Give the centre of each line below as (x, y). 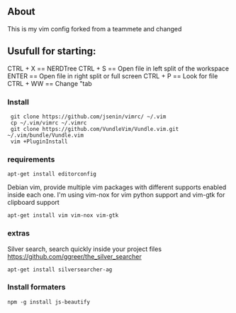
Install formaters (36, 287)
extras (19, 233)
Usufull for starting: (52, 52)
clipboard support (34, 203)
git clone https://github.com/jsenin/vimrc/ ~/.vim (88, 117)
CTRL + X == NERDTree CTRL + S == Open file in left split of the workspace (118, 68)
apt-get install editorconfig (52, 174)
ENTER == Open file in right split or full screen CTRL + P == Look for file (113, 76)
